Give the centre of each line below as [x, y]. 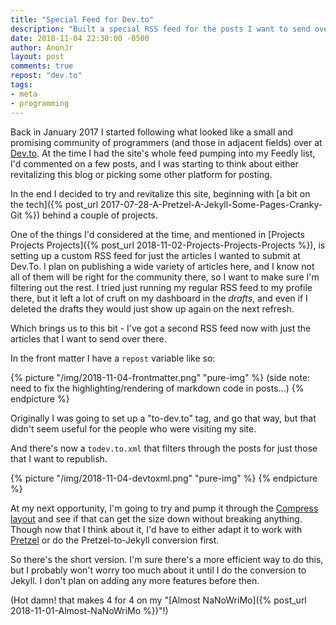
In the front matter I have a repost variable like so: [113, 358]
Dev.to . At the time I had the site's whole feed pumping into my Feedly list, [163, 153]
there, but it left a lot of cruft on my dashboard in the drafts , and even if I [159, 298]
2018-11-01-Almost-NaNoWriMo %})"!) [89, 610]
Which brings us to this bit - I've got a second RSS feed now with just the [161, 328]
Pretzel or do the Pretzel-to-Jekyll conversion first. [115, 540]
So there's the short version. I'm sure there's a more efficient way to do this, [167, 559]
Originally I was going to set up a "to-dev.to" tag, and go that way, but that [163, 418]
